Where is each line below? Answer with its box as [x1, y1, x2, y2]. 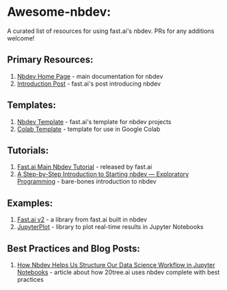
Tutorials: [7, 145, 49, 156]
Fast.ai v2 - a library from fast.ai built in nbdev [16, 215, 148, 223]
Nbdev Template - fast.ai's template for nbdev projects [16, 117, 172, 125]
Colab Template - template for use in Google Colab [16, 125, 161, 133]
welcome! [7, 34, 35, 42]
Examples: [7, 197, 53, 209]
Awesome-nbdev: [7, 4, 111, 20]
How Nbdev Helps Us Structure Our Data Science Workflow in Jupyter [16, 261, 215, 269]
